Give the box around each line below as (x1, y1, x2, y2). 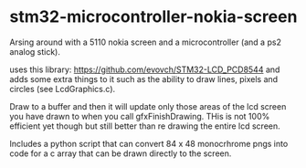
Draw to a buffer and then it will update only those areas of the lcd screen (9, 100, 287, 111)
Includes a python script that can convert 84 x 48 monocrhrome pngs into (9, 138, 289, 149)
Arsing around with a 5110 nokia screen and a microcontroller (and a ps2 (9, 37, 281, 47)
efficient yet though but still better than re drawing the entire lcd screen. (9, 121, 280, 131)
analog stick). (9, 46, 61, 57)
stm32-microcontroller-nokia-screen (9, 6, 298, 27)
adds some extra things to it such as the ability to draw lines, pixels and (9, 73, 279, 84)
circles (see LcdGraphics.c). (9, 83, 116, 94)
